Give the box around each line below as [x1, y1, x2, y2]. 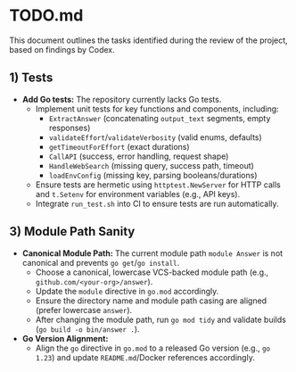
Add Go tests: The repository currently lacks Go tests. [21, 94, 222, 104]
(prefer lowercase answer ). [35, 304, 133, 315]
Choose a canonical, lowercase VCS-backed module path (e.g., [35, 267, 269, 277]
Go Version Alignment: [21, 333, 109, 343]
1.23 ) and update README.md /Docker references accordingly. [35, 351, 256, 362]
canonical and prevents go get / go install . [21, 257, 180, 268]
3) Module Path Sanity [9, 224, 136, 239]
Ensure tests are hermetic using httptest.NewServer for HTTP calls [35, 179, 281, 190]
